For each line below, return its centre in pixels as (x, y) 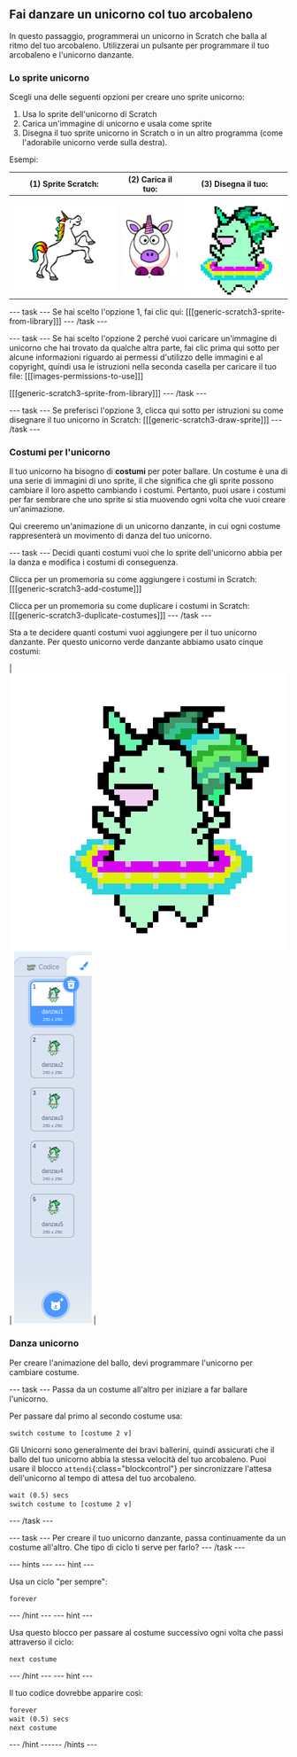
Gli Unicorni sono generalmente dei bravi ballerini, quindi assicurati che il (142, 1450)
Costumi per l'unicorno (60, 452)
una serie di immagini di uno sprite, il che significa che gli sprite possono (141, 481)
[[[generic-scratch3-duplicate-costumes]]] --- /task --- (110, 616)
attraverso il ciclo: (42, 1642)
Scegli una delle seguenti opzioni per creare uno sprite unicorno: (127, 97)
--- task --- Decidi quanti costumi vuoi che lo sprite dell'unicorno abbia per (146, 553)
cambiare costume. (44, 1372)
